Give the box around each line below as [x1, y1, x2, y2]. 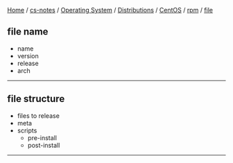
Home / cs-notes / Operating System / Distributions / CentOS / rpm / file [7, 6, 214, 14]
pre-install [27, 133, 58, 141]
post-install [27, 141, 60, 149]
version [17, 51, 40, 60]
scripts [17, 126, 37, 135]
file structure [7, 93, 65, 105]
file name [7, 26, 49, 37]
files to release [17, 111, 60, 120]
